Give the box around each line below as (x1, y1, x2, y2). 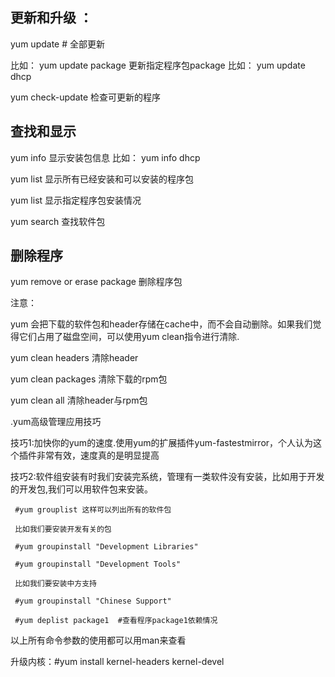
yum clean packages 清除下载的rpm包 (10, 373, 168, 385)
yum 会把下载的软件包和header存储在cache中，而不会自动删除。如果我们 (10, 318, 313, 330)
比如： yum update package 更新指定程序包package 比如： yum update (10, 59, 306, 71)
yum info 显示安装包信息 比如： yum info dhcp (10, 151, 201, 163)
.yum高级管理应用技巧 (10, 416, 102, 428)
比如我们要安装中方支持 (14, 579, 97, 589)
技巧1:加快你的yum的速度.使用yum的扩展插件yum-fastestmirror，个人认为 (10, 437, 314, 449)
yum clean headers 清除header (10, 352, 139, 364)
